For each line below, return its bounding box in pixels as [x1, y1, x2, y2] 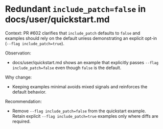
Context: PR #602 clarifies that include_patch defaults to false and [5, 30, 140, 36]
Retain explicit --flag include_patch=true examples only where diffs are [12, 113, 159, 119]
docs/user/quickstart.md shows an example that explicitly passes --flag [12, 59, 159, 65]
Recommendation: [5, 98, 42, 104]
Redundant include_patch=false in [5, 3, 146, 15]
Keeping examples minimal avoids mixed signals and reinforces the [12, 83, 148, 89]
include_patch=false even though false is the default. [12, 65, 121, 71]
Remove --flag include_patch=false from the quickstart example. [12, 108, 146, 114]
